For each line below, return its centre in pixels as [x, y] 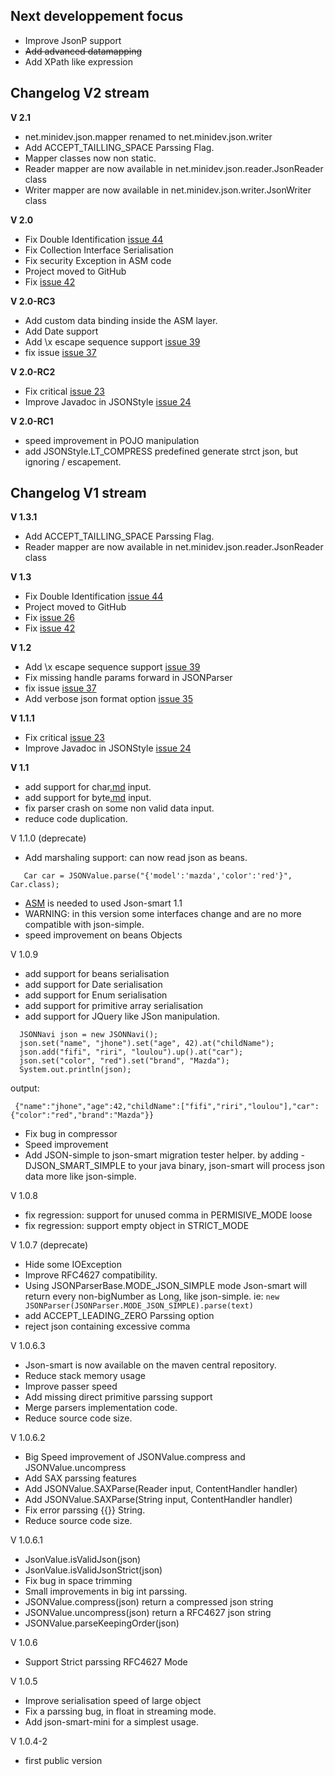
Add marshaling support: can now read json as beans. [136, 858]
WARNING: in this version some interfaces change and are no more [163, 914]
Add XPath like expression [79, 61]
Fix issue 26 [49, 618]
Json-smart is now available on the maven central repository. [150, 1365]
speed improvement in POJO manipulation [112, 440]
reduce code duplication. [76, 819]
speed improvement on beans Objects [103, 935]
